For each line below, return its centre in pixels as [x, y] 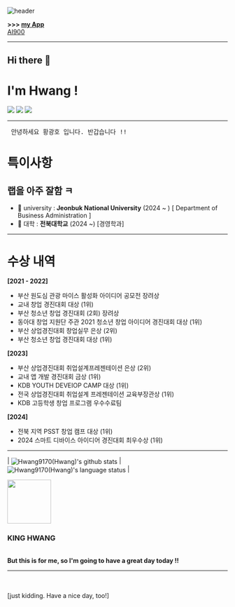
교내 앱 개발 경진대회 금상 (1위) [59, 377]
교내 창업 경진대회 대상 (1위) [56, 304]
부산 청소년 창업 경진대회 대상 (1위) [65, 339]
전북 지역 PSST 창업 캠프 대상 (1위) [65, 432]
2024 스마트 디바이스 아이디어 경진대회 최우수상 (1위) [90, 440]
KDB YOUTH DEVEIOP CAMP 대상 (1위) [73, 386]
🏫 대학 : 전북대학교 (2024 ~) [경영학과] [71, 224]
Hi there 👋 [29, 61]
